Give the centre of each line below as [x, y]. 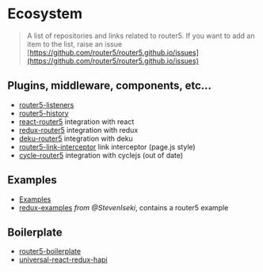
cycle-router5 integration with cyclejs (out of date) [101, 155]
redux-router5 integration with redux [78, 130]
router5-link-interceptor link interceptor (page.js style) [107, 146]
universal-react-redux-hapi [63, 260]
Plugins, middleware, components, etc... [109, 86]
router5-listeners [46, 104]
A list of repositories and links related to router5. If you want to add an [141, 36]
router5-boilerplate [50, 251]
